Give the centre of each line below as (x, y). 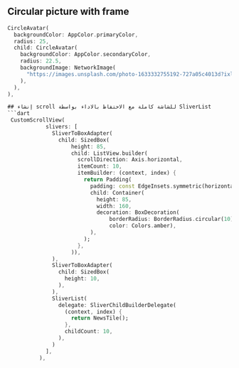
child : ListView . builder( (109, 153)
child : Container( (117, 193)
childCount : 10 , (89, 332)
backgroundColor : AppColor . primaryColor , (76, 35)
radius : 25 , (32, 41)
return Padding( (108, 180)
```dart (19, 114)
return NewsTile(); (100, 318)
